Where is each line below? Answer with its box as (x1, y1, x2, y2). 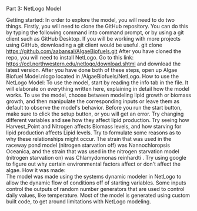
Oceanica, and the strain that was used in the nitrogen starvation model (6, 148, 179, 155)
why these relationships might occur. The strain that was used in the (6, 136, 172, 142)
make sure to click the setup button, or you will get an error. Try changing (6, 110, 184, 117)
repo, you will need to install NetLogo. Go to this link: (6, 54, 134, 61)
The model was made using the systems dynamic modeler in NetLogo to (6, 173, 182, 180)
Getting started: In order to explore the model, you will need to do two (6, 17, 175, 23)
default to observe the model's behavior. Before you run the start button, (6, 104, 182, 111)
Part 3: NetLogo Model (6, 5, 62, 12)
